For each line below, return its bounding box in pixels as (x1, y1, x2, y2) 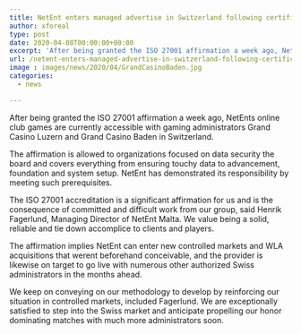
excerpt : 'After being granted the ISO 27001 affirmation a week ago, (9, 47, 279, 56)
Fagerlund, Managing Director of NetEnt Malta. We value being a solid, (9, 213, 270, 224)
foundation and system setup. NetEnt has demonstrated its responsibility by (9, 167, 289, 178)
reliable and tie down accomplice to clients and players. (9, 223, 215, 234)
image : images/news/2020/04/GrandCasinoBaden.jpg (9, 64, 202, 73)
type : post (9, 30, 50, 39)
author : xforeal (9, 21, 70, 30)
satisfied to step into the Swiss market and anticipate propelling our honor (9, 305, 282, 316)
